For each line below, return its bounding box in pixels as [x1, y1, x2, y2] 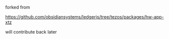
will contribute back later [5, 29, 57, 34]
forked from [5, 4, 30, 10]
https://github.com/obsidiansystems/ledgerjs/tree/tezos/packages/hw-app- [5, 14, 164, 19]
